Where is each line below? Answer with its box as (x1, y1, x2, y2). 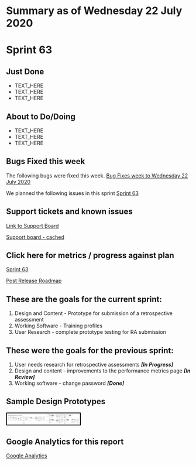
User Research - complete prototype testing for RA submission (14, 329, 167, 336)
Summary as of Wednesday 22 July (6, 4, 183, 18)
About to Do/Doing (6, 111, 76, 121)
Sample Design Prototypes (6, 396, 106, 406)
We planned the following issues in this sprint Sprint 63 (6, 189, 139, 197)
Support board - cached (6, 233, 64, 241)
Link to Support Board (6, 222, 59, 229)
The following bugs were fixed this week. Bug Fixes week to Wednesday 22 (6, 172, 188, 179)
